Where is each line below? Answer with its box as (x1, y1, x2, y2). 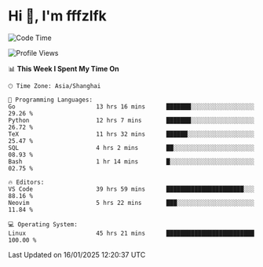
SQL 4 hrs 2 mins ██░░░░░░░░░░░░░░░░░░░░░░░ (8, 144, 255, 152)
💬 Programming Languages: (8, 96, 93, 104)
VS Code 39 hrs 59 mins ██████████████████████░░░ (8, 185, 255, 193)
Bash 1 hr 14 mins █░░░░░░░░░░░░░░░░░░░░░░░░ (8, 157, 255, 166)
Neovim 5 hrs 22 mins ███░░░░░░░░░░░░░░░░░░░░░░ (8, 199, 255, 207)
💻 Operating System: (8, 220, 79, 229)
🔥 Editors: (8, 178, 45, 186)
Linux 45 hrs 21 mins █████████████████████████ (8, 229, 255, 237)
